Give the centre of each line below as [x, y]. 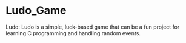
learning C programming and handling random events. [73, 33]
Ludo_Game [36, 10]
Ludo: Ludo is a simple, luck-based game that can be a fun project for [93, 27]
